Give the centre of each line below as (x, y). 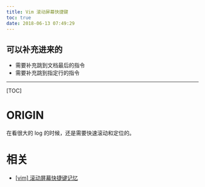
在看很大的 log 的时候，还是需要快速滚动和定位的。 (71, 133)
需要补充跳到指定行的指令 (47, 73)
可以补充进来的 (34, 49)
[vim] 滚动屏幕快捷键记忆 (46, 178)
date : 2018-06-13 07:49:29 (41, 23)
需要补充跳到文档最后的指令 (50, 65)
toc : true (19, 18)
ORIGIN (25, 115)
